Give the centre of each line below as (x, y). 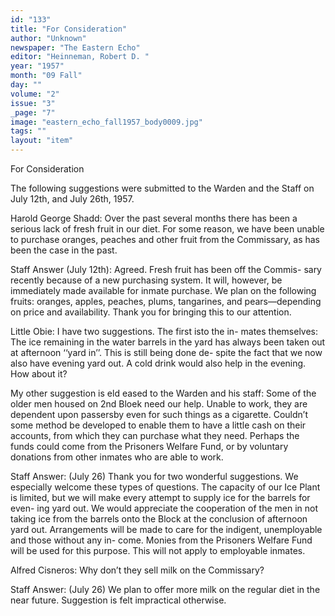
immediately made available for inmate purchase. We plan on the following (163, 290)
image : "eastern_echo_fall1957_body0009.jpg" (106, 122)
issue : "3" (33, 103)
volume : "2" (35, 94)
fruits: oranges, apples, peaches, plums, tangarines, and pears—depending (166, 301)
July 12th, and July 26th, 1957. (72, 199)
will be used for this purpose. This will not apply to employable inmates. (158, 550)
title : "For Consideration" (69, 29)
